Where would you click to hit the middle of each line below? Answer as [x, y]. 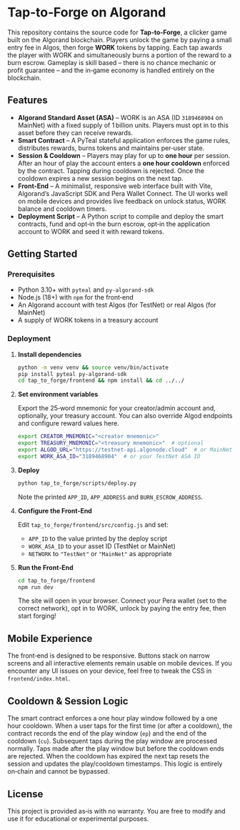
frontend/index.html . [39, 678]
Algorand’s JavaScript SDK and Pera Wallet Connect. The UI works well [123, 193]
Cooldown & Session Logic [68, 701]
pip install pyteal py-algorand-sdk [72, 374]
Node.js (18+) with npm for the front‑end [75, 297]
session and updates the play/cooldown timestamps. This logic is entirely [115, 764]
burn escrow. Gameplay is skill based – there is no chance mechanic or [112, 62]
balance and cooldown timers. [62, 209]
